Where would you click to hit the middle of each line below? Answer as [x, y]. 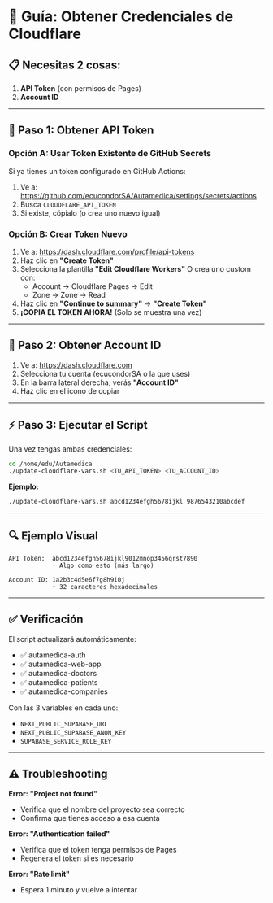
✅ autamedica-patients [59, 682]
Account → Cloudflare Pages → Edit [92, 286]
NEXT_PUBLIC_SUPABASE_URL [64, 724]
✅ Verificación [46, 619]
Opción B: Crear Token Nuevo [68, 233]
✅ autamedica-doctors [58, 673]
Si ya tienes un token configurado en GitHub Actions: [97, 171]
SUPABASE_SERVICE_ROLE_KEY [66, 741]
